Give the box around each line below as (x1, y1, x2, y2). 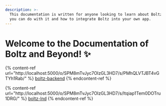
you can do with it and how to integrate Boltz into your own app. (9, 16, 152, 21)
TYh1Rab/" (5, 75, 27, 82)
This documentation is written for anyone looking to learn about (9, 12, 149, 17)
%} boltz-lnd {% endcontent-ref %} (20, 96, 93, 102)
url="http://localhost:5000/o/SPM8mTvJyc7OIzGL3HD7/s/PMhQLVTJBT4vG (5, 70, 160, 76)
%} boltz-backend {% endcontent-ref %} (28, 75, 112, 82)
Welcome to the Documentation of (5, 38, 149, 49)
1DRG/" (5, 96, 20, 102)
